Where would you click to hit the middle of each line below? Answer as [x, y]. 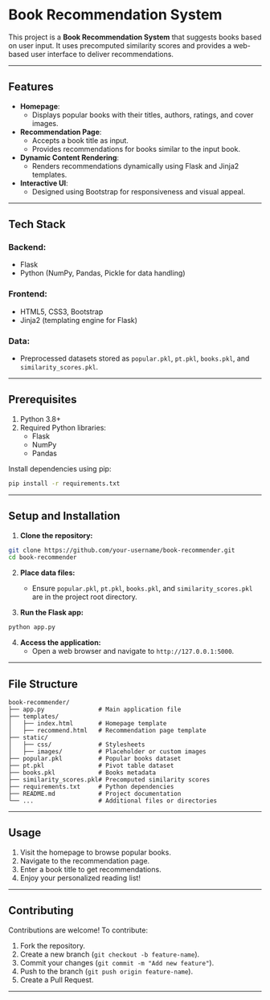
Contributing [41, 910]
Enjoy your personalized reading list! [80, 878]
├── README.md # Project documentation [95, 794]
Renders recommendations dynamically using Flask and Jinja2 [135, 165]
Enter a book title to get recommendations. [91, 869]
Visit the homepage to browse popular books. [95, 852]
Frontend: [28, 294]
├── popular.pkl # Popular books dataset [95, 758]
